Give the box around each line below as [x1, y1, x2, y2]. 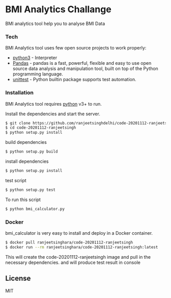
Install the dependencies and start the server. [5, 111, 100, 117]
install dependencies [5, 158, 49, 164]
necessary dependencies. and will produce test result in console [5, 259, 141, 265]
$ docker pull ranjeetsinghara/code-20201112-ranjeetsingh [5, 240, 133, 245]
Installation [5, 89, 34, 96]
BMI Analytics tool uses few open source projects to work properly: [5, 45, 147, 51]
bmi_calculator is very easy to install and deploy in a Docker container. [5, 230, 153, 236]
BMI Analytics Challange [5, 4, 112, 15]
